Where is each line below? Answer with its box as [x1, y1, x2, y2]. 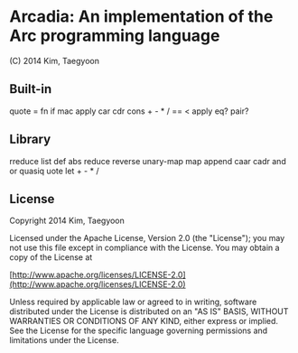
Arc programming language [9, 25, 220, 46]
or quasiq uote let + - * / [9, 165, 99, 176]
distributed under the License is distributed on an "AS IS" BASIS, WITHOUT [9, 306, 289, 317]
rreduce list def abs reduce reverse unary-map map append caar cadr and [9, 155, 286, 166]
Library [9, 132, 51, 147]
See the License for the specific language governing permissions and [9, 325, 268, 336]
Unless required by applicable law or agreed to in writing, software [9, 296, 257, 308]
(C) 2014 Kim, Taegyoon [9, 55, 99, 66]
